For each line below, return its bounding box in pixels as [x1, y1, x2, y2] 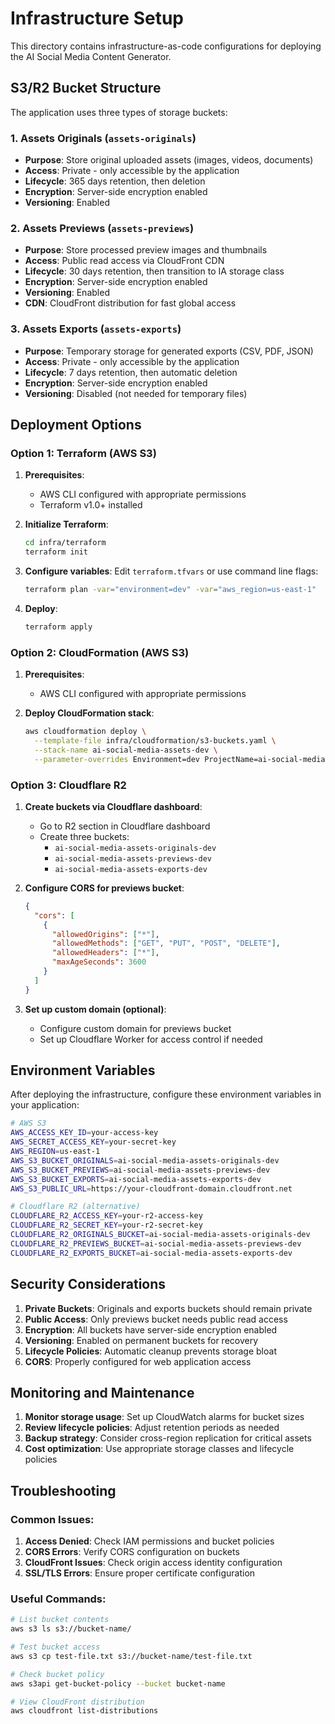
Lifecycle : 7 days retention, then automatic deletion [24, 366, 238, 378]
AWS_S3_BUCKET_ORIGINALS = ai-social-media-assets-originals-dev [10, 1155, 280, 1166]
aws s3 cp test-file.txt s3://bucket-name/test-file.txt [10, 1651, 253, 1661]
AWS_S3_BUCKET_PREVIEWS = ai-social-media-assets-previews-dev [10, 1165, 271, 1175]
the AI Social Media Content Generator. [10, 50, 172, 62]
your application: [10, 1099, 80, 1111]
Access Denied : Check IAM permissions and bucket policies [24, 1535, 275, 1547]
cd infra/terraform [24, 538, 107, 548]
